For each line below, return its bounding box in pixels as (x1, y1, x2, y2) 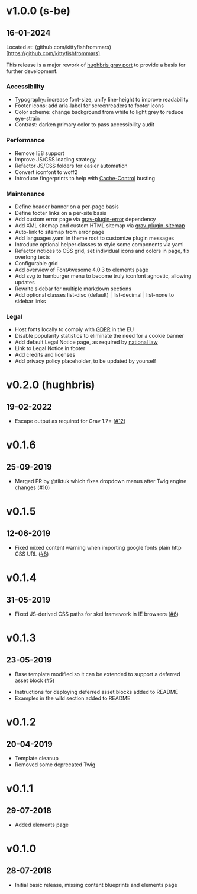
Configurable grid (14, 259, 58, 267)
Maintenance (6, 189, 46, 198)
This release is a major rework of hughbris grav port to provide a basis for (6, 61, 186, 68)
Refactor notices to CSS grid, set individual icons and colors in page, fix (14, 247, 190, 254)
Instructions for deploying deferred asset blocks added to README (14, 689, 179, 696)
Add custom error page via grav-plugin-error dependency (14, 215, 156, 223)
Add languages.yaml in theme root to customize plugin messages (14, 234, 175, 242)
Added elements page (14, 821, 69, 829)
